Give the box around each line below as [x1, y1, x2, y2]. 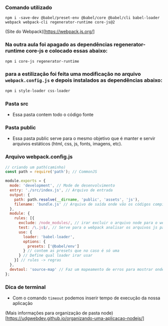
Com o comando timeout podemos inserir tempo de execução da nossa [12, 295, 160, 301]
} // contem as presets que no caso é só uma [23, 248, 120, 253]
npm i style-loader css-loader [5, 88, 70, 93]
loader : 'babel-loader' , [23, 234, 75, 239]
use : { [18, 230, 32, 235]
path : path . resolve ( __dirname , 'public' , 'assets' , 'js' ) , [14, 197, 140, 202]
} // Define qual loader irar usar [18, 253, 93, 258]
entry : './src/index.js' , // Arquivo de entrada [9, 188, 113, 193]
